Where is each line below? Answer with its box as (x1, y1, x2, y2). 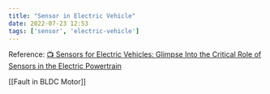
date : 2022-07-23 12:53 (8, 19, 89, 28)
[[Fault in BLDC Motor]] (8, 77, 87, 87)
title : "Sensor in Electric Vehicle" (8, 11, 136, 20)
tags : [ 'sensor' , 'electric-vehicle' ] (8, 27, 139, 35)
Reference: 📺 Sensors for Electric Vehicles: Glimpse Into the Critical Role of (8, 49, 262, 59)
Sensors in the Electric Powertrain (8, 62, 122, 71)
